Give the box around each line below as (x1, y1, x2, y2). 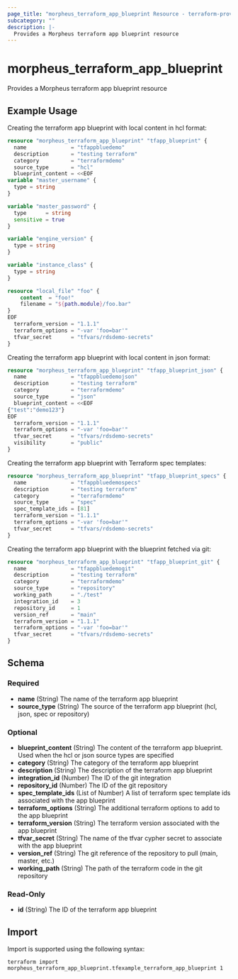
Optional (7, 727, 38, 737)
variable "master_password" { (7, 203, 97, 210)
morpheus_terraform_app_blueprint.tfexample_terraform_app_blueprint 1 (7, 965, 223, 972)
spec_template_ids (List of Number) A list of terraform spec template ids (17, 788, 231, 797)
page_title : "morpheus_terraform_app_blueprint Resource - (7, 10, 186, 18)
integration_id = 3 (13, 597, 81, 605)
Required (7, 678, 40, 688)
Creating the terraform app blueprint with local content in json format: (7, 353, 210, 362)
